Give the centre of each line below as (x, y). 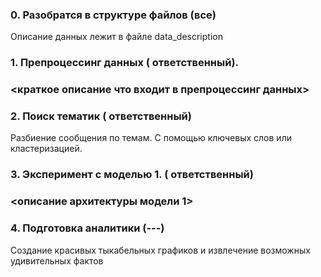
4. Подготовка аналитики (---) (87, 228)
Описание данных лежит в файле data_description (116, 37)
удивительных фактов (57, 260)
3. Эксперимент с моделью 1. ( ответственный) (132, 175)
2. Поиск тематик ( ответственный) (101, 116)
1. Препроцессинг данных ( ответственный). (125, 63)
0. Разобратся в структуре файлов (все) (113, 15)
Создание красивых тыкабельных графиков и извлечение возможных (160, 250)
